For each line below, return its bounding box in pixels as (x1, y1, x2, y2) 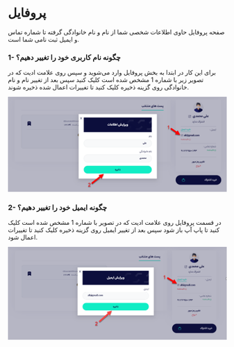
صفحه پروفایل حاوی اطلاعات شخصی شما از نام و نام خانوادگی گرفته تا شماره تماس (8, 28, 225, 36)
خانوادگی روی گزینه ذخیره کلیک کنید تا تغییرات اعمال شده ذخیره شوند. (8, 83, 190, 92)
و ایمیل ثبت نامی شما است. (8, 35, 79, 43)
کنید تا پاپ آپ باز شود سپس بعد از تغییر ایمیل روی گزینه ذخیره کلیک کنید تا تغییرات (8, 226, 220, 234)
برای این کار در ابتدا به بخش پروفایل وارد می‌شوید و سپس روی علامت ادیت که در (8, 68, 216, 77)
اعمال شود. (8, 233, 37, 242)
